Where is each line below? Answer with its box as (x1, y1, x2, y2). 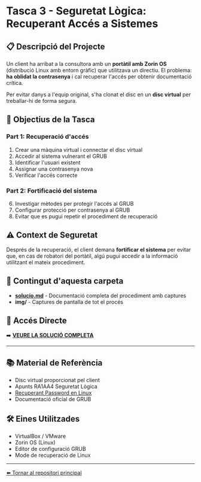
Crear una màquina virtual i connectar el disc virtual (14, 146, 142, 153)
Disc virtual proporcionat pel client (14, 377, 100, 384)
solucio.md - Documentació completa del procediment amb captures (14, 292, 187, 299)
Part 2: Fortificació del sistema (6, 187, 98, 195)
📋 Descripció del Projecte (6, 41, 105, 51)
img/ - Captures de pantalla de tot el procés (14, 298, 124, 306)
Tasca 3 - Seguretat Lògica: (6, 4, 147, 18)
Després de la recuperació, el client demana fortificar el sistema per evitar (6, 246, 191, 253)
